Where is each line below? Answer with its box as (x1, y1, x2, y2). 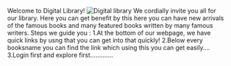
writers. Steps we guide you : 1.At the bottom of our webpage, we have (7, 28, 211, 37)
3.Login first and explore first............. (7, 51, 114, 59)
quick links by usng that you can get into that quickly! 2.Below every (7, 36, 204, 44)
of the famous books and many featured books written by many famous (7, 22, 214, 29)
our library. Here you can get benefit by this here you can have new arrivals (7, 14, 225, 22)
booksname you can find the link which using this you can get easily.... (7, 44, 211, 51)
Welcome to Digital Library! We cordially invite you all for (7, 7, 216, 15)
